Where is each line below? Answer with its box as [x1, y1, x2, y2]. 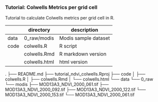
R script [59, 43, 77, 50]
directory [28, 26, 50, 33]
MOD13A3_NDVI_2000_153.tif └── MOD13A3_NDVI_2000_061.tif [5, 92, 135, 98]
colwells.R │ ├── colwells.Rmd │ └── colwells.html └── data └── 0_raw [5, 76, 153, 82]
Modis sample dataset [59, 35, 110, 41]
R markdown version [59, 51, 107, 58]
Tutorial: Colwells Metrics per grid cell [5, 4, 98, 11]
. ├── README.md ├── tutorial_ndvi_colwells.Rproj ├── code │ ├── [5, 71, 146, 77]
